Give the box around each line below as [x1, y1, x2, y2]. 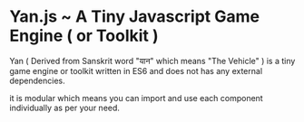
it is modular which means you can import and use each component [9, 92, 263, 103]
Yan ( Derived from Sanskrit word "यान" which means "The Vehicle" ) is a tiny [9, 55, 296, 66]
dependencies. [9, 75, 65, 86]
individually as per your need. [9, 102, 121, 113]
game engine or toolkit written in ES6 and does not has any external [9, 65, 263, 76]
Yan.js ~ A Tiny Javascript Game [9, 6, 260, 27]
